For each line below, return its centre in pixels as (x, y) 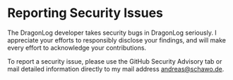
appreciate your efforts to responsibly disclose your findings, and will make (116, 40)
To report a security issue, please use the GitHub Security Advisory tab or (115, 61)
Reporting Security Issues (85, 13)
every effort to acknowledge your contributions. (77, 47)
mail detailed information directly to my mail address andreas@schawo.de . (116, 69)
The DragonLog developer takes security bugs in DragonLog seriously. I (112, 33)
